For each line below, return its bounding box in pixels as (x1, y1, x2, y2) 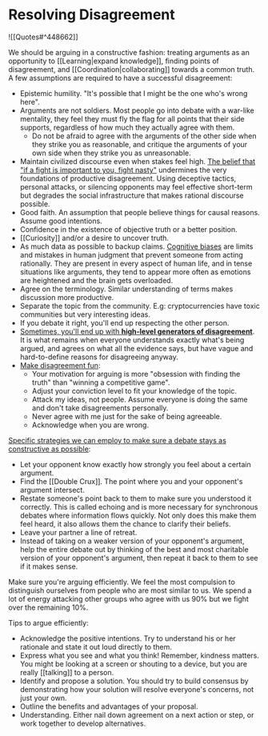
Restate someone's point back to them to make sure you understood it (19, 494, 252, 503)
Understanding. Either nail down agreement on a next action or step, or (19, 710, 254, 719)
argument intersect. (19, 485, 86, 494)
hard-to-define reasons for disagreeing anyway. (19, 352, 178, 362)
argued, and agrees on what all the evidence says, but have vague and (19, 343, 254, 353)
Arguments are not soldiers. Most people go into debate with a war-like (19, 106, 254, 115)
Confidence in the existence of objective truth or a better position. (19, 224, 238, 234)
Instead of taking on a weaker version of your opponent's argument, (19, 536, 245, 546)
